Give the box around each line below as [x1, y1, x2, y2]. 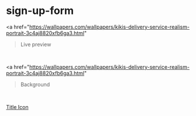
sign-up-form [6, 4, 74, 17]
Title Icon [6, 103, 29, 110]
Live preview [20, 41, 51, 48]
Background [20, 80, 50, 88]
